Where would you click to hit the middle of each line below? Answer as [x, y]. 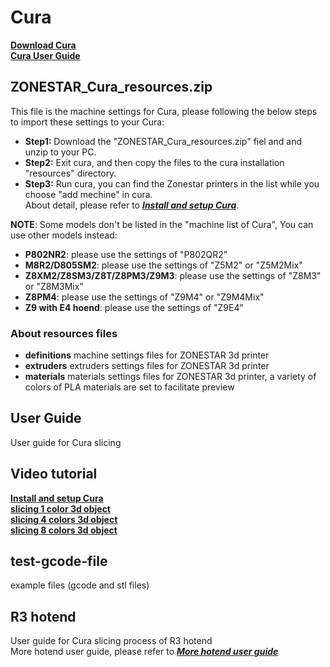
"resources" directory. [70, 173]
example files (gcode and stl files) [80, 585]
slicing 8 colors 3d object [64, 530]
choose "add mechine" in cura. [88, 194]
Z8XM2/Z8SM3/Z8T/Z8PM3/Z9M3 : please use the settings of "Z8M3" [173, 275]
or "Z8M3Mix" [54, 286]
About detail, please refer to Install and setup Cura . [132, 205]
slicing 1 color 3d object [60, 508]
